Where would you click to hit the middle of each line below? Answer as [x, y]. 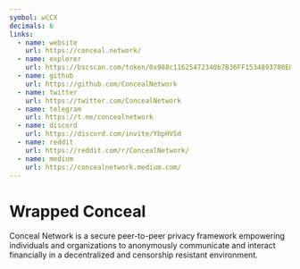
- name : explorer [50, 59]
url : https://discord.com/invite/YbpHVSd [103, 134]
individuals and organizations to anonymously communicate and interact [142, 246]
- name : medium [46, 159]
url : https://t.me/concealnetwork [89, 117]
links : [21, 34]
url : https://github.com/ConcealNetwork [101, 84]
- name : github [46, 76]
